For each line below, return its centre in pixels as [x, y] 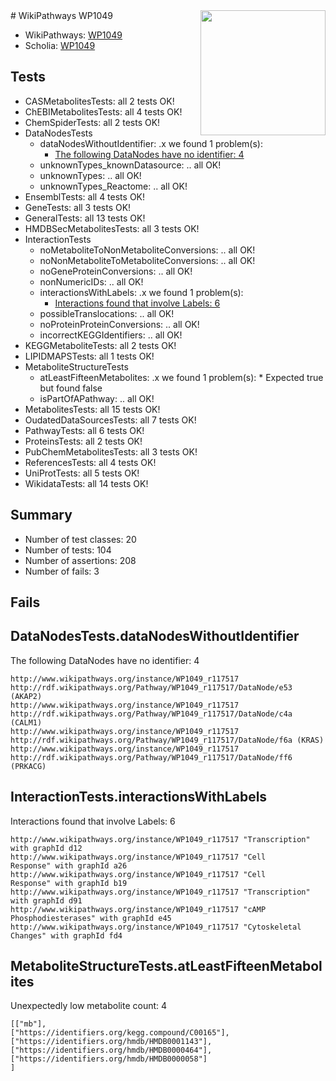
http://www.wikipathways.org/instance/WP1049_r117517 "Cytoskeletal [156, 927]
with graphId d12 [46, 848]
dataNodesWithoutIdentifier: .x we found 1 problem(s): [151, 143]
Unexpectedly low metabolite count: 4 [89, 1006]
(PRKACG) [28, 766]
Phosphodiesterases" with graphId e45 [91, 918]
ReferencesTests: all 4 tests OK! [90, 462]
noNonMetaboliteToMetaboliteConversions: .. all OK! [147, 260]
